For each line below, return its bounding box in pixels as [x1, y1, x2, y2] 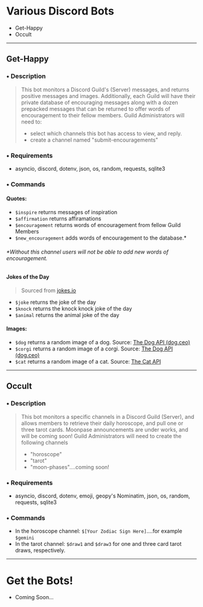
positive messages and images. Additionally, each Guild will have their [21, 92, 196, 99]
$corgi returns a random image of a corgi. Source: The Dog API [14, 345, 173, 352]
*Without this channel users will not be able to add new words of [6, 248, 169, 255]
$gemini [14, 535, 34, 541]
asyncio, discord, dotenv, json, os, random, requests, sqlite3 [14, 165, 166, 172]
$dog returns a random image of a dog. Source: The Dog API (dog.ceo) [14, 339, 190, 346]
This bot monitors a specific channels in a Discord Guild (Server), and [21, 413, 195, 420]
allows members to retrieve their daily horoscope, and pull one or [21, 419, 184, 427]
